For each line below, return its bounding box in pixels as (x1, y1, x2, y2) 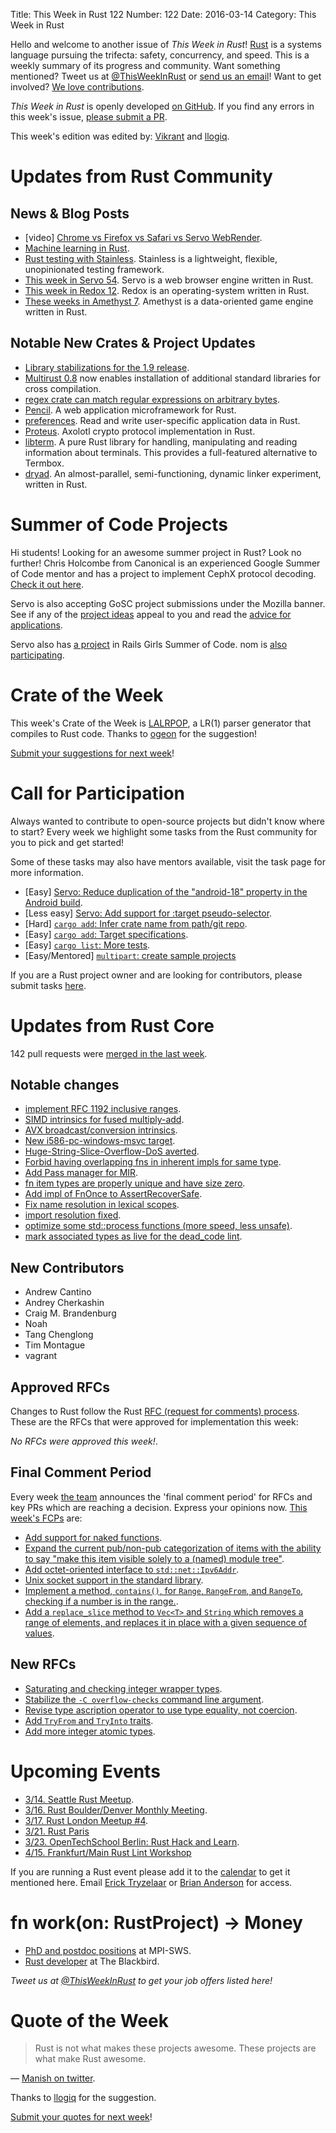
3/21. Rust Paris (24, 1825, 90, 1837)
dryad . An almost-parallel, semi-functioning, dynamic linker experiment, (24, 467, 322, 479)
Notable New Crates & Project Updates (10, 335, 256, 352)
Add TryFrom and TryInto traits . (24, 1714, 154, 1726)
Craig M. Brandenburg (24, 1307, 117, 1319)
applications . (10, 619, 63, 631)
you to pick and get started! (10, 836, 125, 848)
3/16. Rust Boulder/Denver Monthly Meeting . (24, 1804, 208, 1816)
